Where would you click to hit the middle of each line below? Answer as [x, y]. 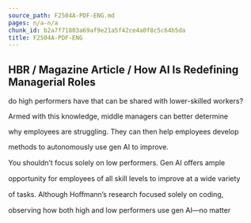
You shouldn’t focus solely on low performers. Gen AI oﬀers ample [117, 163]
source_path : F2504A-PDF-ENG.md [61, 15]
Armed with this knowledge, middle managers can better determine [118, 116]
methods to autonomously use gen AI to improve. [88, 147]
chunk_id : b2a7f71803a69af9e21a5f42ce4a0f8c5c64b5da [97, 30]
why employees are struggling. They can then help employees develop [124, 132]
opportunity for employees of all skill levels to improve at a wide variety [124, 179]
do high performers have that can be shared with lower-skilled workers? [126, 101]
